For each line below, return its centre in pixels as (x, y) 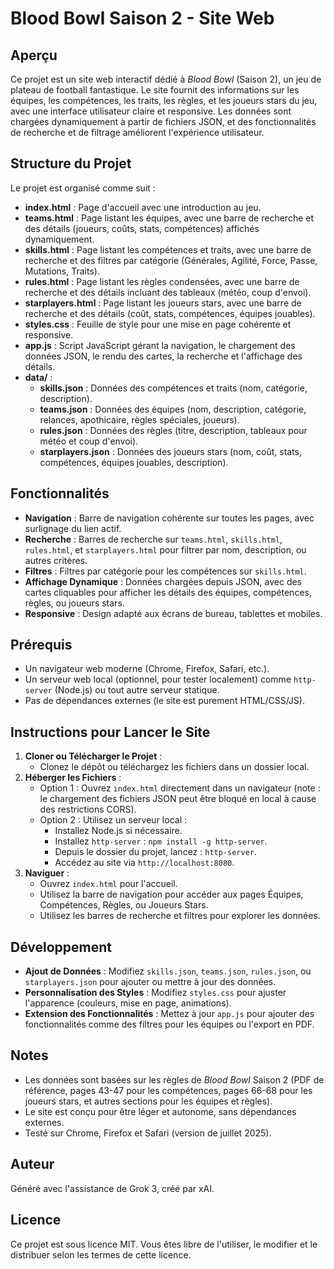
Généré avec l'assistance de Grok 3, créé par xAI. (112, 1188)
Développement (61, 947)
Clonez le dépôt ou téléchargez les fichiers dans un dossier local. (174, 767)
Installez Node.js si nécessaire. (118, 831)
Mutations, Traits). (62, 271)
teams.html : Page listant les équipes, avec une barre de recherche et (169, 218)
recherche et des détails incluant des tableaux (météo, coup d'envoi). (168, 292)
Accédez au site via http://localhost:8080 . (144, 863)
